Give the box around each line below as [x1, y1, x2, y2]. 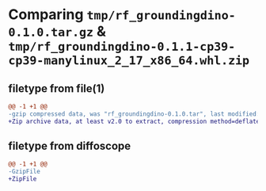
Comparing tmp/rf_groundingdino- [8, 6, 236, 24]
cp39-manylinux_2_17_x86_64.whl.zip [8, 53, 250, 68]
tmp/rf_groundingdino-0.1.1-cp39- [8, 40, 236, 55]
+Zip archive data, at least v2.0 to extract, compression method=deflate [8, 117, 260, 125]
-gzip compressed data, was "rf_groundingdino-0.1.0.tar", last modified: [8, 109, 260, 118]
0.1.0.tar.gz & [8, 22, 107, 40]
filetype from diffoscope [8, 139, 131, 153]
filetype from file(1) [8, 82, 105, 95]
